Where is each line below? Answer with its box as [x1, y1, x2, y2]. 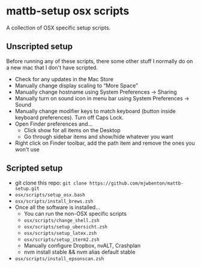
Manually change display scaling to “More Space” [14, 82, 138, 89]
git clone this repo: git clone [14, 179, 87, 186]
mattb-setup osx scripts [6, 4, 130, 18]
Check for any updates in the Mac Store [14, 75, 114, 82]
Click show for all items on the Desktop [23, 126, 121, 133]
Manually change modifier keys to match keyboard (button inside [14, 107, 176, 115]
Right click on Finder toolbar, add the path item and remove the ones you [14, 139, 195, 147]
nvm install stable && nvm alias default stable [23, 248, 136, 255]
